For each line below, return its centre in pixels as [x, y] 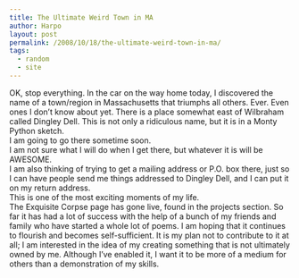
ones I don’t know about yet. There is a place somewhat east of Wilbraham [146, 112]
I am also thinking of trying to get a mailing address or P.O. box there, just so [149, 168]
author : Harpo [36, 26]
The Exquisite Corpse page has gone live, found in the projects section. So [146, 206]
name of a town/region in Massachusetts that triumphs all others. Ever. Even [149, 102]
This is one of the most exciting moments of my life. [104, 197]
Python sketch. [37, 131]
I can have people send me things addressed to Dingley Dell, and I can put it [149, 178]
